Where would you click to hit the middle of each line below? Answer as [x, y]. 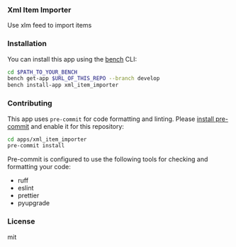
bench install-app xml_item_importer [63, 85]
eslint [26, 188]
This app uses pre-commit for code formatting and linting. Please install [111, 119]
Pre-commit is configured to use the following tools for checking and [108, 159]
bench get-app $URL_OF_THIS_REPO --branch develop [84, 79]
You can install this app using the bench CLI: [72, 59]
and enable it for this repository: [77, 126]
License [21, 222]
